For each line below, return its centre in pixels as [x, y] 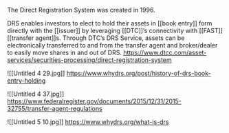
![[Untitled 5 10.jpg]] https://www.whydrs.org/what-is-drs [88, 122]
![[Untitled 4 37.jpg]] [36, 94]
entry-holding [26, 81]
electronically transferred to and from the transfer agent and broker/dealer [112, 45]
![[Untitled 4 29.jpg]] [36, 73]
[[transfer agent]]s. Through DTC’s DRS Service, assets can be [96, 38]
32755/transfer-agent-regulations [55, 109]
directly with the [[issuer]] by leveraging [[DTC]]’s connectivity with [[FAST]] [115, 31]
